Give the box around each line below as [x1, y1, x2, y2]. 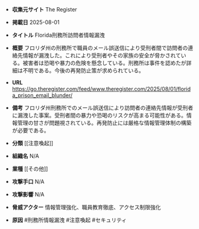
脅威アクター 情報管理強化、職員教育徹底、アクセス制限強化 [11, 204, 161, 210]
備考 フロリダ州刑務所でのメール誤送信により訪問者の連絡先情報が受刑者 [11, 104, 194, 111]
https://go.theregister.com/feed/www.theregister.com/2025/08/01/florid [11, 86, 191, 92]
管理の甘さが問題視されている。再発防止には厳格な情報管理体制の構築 [17, 119, 192, 126]
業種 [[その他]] [11, 165, 48, 172]
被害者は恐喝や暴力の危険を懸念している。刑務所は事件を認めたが [22, 60, 187, 66]
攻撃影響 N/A [11, 191, 45, 198]
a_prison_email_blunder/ [11, 92, 73, 99]
